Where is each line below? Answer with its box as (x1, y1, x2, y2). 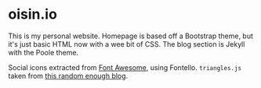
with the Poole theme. (8, 48, 79, 57)
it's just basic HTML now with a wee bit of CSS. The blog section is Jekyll (8, 39, 245, 48)
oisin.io (8, 5, 57, 23)
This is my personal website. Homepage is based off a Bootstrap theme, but (8, 31, 253, 40)
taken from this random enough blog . (8, 71, 129, 80)
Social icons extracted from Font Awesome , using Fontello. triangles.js (8, 62, 241, 72)
